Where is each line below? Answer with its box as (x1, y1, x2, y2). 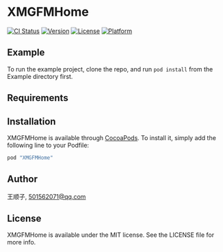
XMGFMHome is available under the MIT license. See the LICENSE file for (7, 231, 214, 239)
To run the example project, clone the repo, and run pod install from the (7, 65, 213, 73)
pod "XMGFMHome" (7, 154, 53, 161)
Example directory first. (7, 72, 73, 80)
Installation (7, 115, 56, 127)
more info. (7, 238, 36, 247)
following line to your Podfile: (7, 141, 90, 149)
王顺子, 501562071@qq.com (7, 192, 86, 201)
